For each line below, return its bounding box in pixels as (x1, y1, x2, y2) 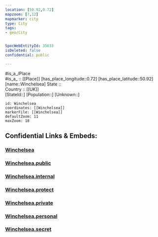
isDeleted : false (5, 48, 41, 53)
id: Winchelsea (5, 101, 36, 106)
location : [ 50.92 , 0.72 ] (5, 7, 54, 12)
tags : (5, 26, 16, 31)
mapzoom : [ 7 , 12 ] (5, 12, 38, 17)
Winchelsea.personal (5, 213, 58, 220)
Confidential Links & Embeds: (5, 132, 97, 140)
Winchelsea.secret (5, 226, 52, 233)
